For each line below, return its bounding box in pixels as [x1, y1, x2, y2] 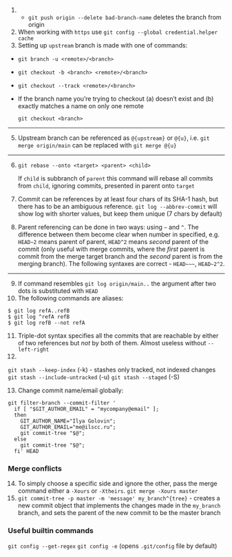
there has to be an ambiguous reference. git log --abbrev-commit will [17, 203, 218, 210]
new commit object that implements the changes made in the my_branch [17, 501, 221, 509]
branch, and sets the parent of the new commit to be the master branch [17, 509, 221, 517]
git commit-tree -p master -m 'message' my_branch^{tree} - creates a [17, 494, 220, 503]
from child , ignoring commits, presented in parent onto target [17, 182, 196, 190]
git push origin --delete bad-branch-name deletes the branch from [28, 13, 222, 21]
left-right [17, 346, 50, 353]
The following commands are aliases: [17, 294, 124, 302]
